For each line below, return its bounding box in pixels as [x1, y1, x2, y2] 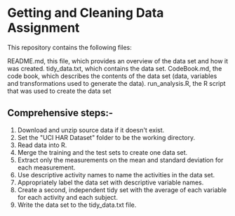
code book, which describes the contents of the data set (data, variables [7, 72, 217, 80]
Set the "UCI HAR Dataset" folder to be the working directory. [17, 133, 195, 141]
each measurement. [17, 163, 76, 172]
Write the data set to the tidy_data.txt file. [17, 201, 137, 209]
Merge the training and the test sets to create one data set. [17, 148, 188, 156]
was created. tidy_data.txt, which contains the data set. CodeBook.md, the [7, 64, 222, 72]
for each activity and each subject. [17, 193, 118, 201]
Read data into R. [17, 141, 67, 149]
